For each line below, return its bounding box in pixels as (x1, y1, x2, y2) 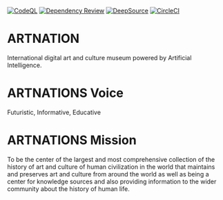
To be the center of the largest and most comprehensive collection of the (7, 155, 215, 163)
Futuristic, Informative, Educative (7, 108, 101, 116)
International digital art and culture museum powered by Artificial (7, 53, 192, 62)
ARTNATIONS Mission (7, 132, 137, 148)
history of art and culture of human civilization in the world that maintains (7, 163, 215, 171)
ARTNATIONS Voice (7, 85, 124, 101)
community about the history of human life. (7, 184, 130, 193)
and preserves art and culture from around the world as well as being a (7, 170, 209, 178)
